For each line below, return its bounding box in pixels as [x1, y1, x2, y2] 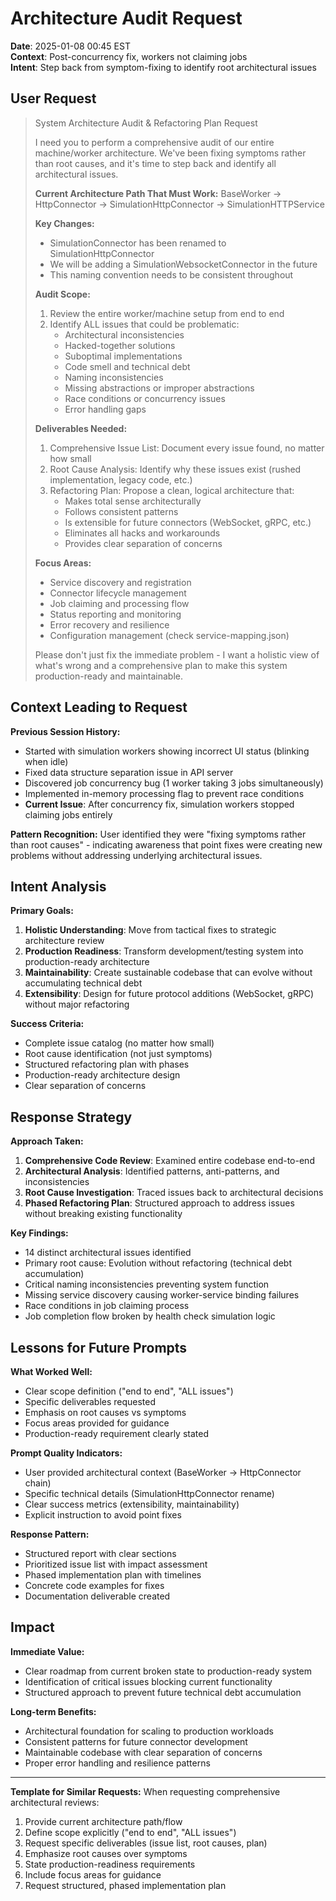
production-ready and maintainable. [34, 670, 183, 682]
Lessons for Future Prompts [10, 1339, 188, 1356]
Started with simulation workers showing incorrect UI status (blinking [24, 745, 310, 757]
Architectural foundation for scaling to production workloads [24, 1725, 274, 1737]
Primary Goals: [10, 905, 74, 917]
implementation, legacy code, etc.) [49, 473, 193, 486]
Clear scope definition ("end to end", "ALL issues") [24, 1385, 234, 1397]
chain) [24, 1477, 52, 1489]
